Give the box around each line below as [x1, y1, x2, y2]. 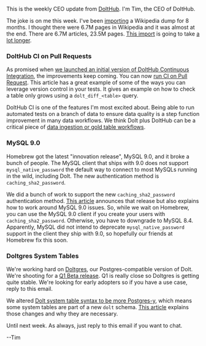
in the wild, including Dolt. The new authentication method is [6, 172, 159, 180]
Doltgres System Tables [6, 252, 79, 260]
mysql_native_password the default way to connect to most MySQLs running [6, 166, 197, 173]
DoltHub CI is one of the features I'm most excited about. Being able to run [6, 104, 195, 111]
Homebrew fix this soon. [6, 236, 69, 244]
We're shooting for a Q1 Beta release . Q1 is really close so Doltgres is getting [6, 272, 199, 279]
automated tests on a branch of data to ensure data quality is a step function [6, 110, 200, 118]
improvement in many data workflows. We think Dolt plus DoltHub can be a [6, 117, 196, 125]
